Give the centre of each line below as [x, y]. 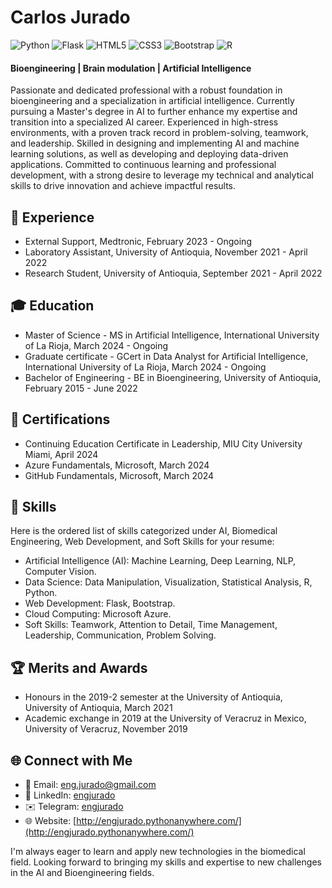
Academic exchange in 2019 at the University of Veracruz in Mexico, [165, 718]
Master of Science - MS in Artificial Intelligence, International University [172, 335]
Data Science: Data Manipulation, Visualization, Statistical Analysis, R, [168, 582]
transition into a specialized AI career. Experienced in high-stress [144, 122]
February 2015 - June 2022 [81, 388]
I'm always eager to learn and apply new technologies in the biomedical [158, 852]
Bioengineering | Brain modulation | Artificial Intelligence [131, 68]
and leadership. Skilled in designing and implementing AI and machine [155, 143]
